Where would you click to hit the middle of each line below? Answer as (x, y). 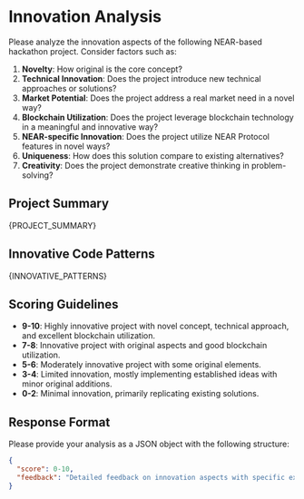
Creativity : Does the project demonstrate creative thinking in (136, 165)
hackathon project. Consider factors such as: (93, 51)
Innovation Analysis (85, 17)
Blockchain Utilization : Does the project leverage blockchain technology (157, 117)
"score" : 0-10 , (45, 469)
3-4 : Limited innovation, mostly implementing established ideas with (149, 375)
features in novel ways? (66, 146)
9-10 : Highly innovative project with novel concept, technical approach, (155, 326)
